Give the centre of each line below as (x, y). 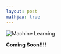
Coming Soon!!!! (26, 45)
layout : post (22, 11)
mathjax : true (23, 17)
